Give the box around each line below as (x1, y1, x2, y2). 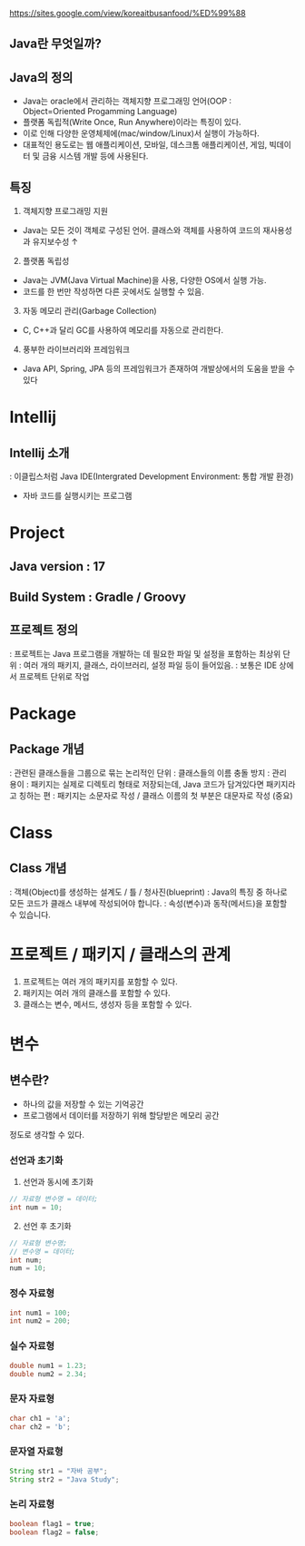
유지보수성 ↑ (32, 236, 79, 248)
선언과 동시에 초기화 (22, 1177, 93, 1188)
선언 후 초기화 (22, 1220, 72, 1231)
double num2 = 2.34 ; (9, 1369, 88, 1378)
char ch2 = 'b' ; (9, 1422, 71, 1432)
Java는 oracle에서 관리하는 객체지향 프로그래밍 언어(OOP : (22, 95, 232, 107)
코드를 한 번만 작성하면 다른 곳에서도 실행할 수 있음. (22, 286, 204, 298)
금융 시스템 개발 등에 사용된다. (42, 151, 149, 161)
